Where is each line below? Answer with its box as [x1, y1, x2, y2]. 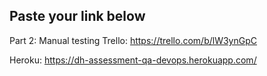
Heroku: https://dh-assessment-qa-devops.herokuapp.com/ [9, 54, 257, 66]
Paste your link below [9, 8, 146, 25]
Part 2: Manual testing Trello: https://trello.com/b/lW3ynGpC [9, 34, 257, 46]
